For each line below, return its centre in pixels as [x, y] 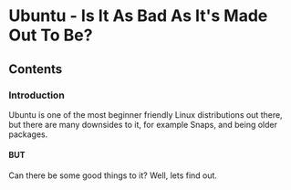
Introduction [36, 95]
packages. [28, 134]
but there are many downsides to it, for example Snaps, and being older [143, 124]
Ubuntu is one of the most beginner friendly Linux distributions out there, [146, 114]
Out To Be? [51, 35]
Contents [36, 69]
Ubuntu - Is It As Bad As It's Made [138, 16]
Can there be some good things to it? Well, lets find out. [113, 175]
